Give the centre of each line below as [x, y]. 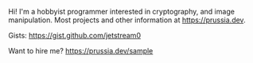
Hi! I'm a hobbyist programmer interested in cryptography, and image [121, 12]
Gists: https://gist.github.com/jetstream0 [75, 35]
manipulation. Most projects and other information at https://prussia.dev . [127, 20]
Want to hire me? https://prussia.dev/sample [81, 51]
